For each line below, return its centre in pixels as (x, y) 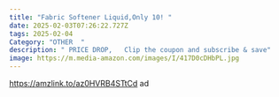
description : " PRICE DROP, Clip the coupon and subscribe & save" (140, 50)
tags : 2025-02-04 (41, 34)
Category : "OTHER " (47, 42)
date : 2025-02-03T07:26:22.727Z (69, 26)
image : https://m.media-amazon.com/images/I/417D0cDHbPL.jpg (124, 58)
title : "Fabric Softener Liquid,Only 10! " (91, 17)
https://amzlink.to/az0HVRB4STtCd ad (79, 83)
